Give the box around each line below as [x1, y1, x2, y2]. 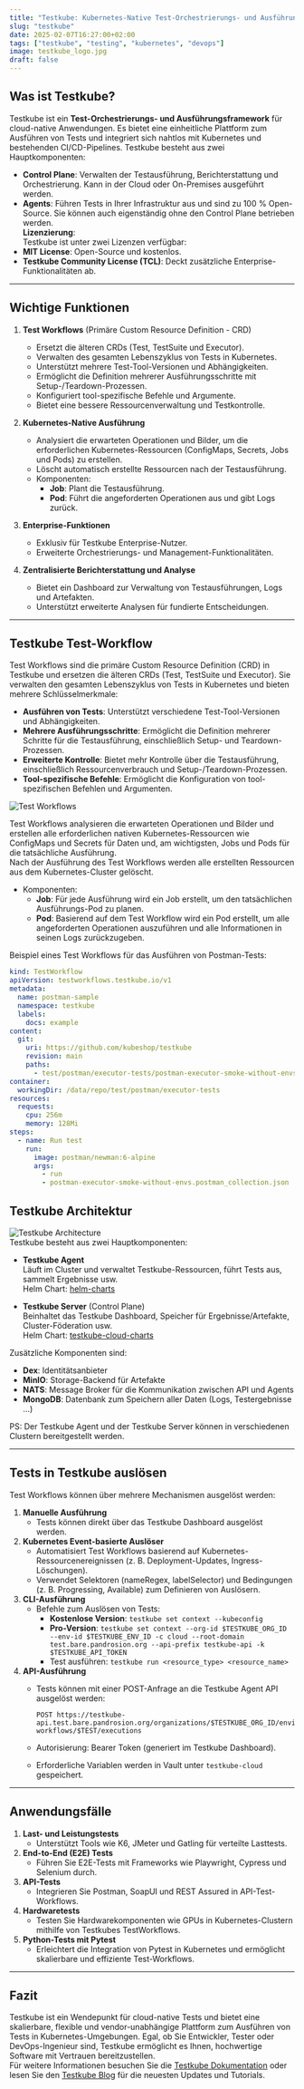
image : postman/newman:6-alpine [33, 1153, 156, 1162]
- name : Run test [17, 1136, 83, 1145]
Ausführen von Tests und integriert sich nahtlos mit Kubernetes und [9, 132, 262, 143]
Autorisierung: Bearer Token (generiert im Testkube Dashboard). [35, 1742, 277, 1753]
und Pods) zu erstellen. [35, 454, 123, 465]
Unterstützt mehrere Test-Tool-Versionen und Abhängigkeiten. [35, 361, 269, 372]
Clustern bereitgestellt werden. [9, 1431, 125, 1441]
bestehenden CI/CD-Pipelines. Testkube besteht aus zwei [9, 141, 225, 152]
